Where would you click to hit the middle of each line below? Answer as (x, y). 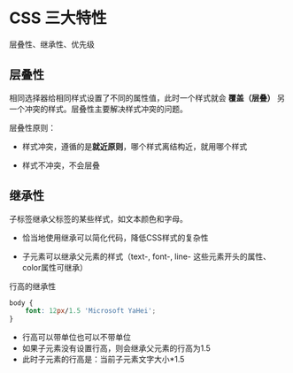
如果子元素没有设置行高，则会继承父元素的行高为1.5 (116, 348)
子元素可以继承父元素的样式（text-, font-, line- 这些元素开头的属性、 (146, 256)
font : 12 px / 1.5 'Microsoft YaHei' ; (91, 311)
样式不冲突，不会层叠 (61, 165)
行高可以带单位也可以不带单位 (76, 338)
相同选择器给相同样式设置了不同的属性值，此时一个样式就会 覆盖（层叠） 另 (147, 97)
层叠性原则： (32, 127)
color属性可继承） (55, 267)
